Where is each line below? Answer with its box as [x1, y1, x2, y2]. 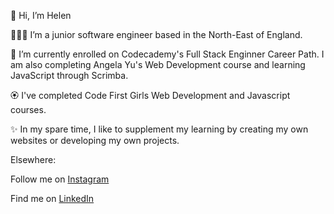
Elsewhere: [10, 154, 57, 165]
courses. [10, 104, 47, 115]
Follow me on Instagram [10, 173, 110, 185]
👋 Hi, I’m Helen [10, 10, 72, 21]
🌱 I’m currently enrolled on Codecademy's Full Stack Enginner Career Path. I [10, 48, 325, 60]
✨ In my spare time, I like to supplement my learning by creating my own [10, 123, 309, 135]
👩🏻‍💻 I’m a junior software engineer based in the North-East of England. [10, 29, 303, 40]
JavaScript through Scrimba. [10, 70, 129, 81]
